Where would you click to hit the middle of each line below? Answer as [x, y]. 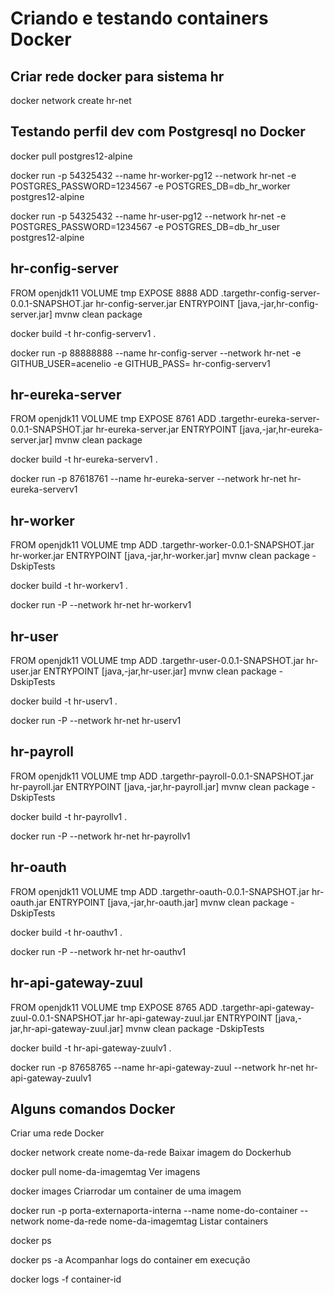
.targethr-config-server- [270, 293]
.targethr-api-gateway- [267, 1007]
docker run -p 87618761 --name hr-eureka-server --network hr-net [148, 479]
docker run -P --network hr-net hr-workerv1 [101, 605]
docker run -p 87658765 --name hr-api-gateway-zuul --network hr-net [157, 1067]
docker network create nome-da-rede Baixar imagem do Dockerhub [151, 1153]
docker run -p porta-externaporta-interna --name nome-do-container [154, 1211]
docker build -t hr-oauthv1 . [66, 932]
